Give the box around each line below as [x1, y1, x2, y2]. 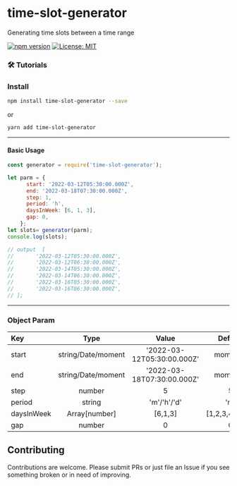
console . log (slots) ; [7, 233, 68, 241]
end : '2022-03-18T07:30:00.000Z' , [25, 187, 128, 195]
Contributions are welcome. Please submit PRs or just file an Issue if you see [7, 463, 230, 471]
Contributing [7, 444, 65, 456]
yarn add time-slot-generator [7, 124, 97, 131]
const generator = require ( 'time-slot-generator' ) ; [7, 162, 162, 169]
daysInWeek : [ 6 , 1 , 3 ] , [25, 207, 97, 214]
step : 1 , [25, 194, 52, 201]
